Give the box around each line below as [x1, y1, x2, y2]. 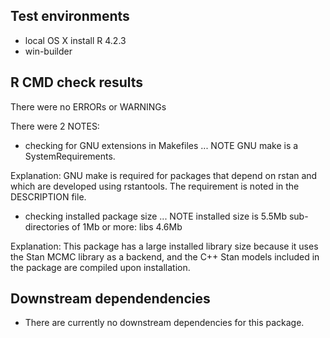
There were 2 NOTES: [10, 120, 100, 132]
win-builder [24, 45, 73, 57]
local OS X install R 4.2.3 [24, 34, 127, 46]
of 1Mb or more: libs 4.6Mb [71, 220, 183, 233]
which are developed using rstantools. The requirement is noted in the [10, 180, 300, 192]
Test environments [10, 8, 130, 25]
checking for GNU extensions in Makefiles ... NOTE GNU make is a [24, 139, 299, 151]
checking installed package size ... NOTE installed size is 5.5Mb [24, 210, 288, 222]
